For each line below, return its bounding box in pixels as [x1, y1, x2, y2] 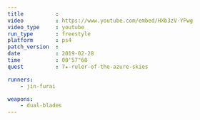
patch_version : [7, 43, 59, 50]
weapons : [7, 95, 34, 103]
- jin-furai [20, 82, 56, 89]
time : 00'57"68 [7, 57, 88, 64]
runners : [7, 76, 34, 83]
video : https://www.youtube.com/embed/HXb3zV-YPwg [7, 17, 194, 24]
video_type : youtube [7, 23, 84, 31]
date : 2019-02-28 [7, 50, 94, 58]
